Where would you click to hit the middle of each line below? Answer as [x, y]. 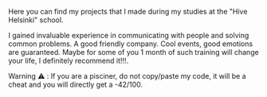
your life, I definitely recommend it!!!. [69, 60]
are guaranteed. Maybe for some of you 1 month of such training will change [133, 52]
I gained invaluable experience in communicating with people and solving [129, 35]
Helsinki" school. [36, 20]
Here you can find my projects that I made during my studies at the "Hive [128, 12]
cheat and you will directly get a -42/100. [76, 84]
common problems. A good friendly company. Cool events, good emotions [131, 44]
